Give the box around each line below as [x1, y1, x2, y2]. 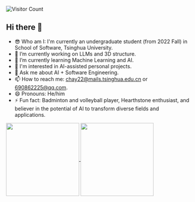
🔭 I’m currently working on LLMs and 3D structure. [14, 50, 136, 57]
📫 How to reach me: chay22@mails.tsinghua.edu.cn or [14, 75, 148, 82]
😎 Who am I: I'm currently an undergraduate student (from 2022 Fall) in [14, 38, 188, 45]
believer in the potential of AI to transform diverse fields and [14, 105, 159, 112]
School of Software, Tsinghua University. [14, 44, 113, 51]
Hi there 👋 [6, 22, 43, 32]
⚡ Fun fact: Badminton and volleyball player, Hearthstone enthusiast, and [14, 96, 190, 103]
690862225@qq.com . [14, 83, 68, 90]
